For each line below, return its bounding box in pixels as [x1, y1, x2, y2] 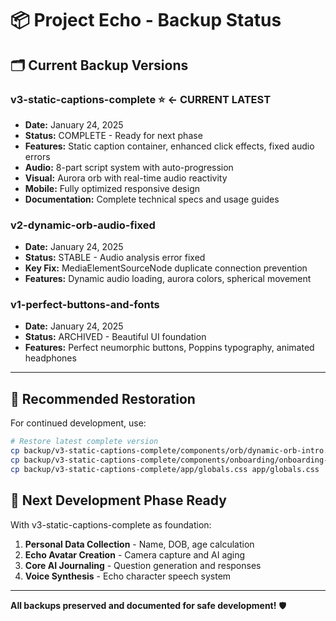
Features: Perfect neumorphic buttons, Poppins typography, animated [24, 342, 315, 354]
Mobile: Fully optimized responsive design [24, 182, 200, 194]
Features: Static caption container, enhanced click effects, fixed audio [24, 140, 315, 152]
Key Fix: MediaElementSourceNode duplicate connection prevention [24, 262, 308, 274]
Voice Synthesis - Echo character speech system [24, 570, 232, 582]
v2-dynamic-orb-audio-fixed [10, 218, 156, 232]
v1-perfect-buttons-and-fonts [10, 298, 160, 312]
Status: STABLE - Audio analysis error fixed [24, 252, 206, 264]
